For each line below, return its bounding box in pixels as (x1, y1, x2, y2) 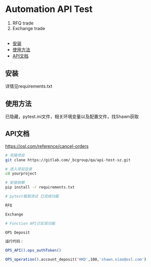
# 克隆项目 (5, 152, 25, 158)
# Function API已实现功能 (5, 221, 55, 226)
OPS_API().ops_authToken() (5, 248, 61, 253)
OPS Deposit (5, 230, 30, 235)
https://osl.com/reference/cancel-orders (5, 143, 89, 149)
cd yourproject (5, 171, 37, 176)
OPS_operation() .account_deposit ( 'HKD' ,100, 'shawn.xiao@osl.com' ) (5, 257, 146, 262)
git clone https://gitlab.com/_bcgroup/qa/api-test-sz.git (5, 157, 131, 162)
